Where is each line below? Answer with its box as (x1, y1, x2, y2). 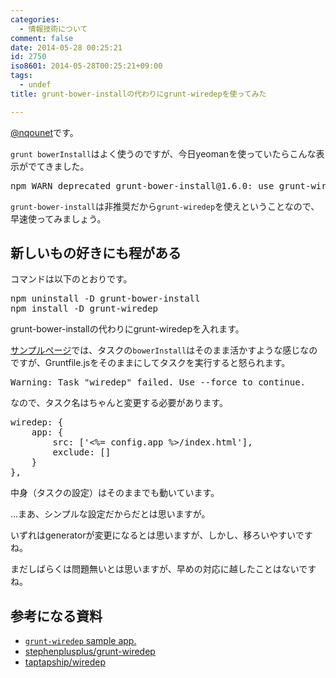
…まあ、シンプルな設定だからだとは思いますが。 (10, 508, 211, 520)
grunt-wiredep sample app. (24, 635, 137, 647)
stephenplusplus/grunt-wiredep (24, 646, 156, 658)
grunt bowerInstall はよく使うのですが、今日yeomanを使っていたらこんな (10, 147, 317, 160)
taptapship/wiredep (24, 656, 106, 668)
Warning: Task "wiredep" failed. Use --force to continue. (10, 377, 307, 388)
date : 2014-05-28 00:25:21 (10, 42, 123, 53)
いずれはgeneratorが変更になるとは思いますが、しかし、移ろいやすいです (10, 529, 313, 541)
